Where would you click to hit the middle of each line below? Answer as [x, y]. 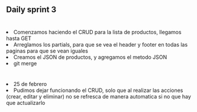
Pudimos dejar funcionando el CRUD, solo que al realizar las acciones [98, 90]
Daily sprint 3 [31, 10]
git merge [25, 63]
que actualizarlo [26, 103]
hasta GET [19, 38]
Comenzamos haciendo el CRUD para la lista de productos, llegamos [98, 32]
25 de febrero [30, 84]
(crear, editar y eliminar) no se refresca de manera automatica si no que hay [98, 96]
